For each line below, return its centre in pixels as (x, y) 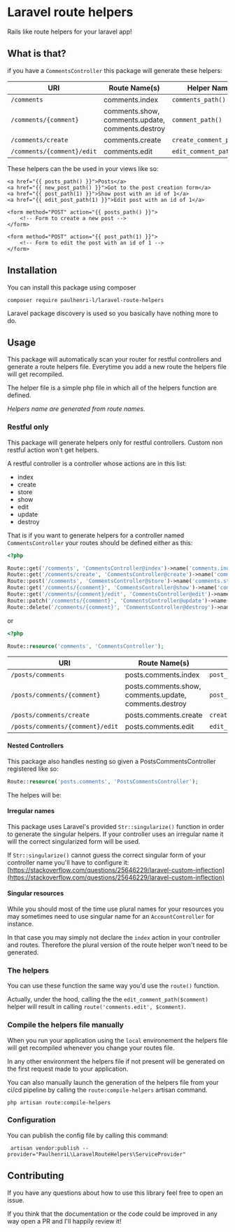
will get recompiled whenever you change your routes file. (91, 1048)
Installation (32, 271)
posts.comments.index (162, 675)
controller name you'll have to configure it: (68, 862)
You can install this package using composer (72, 287)
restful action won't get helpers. (53, 450)
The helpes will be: (34, 795)
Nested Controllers (36, 746)
